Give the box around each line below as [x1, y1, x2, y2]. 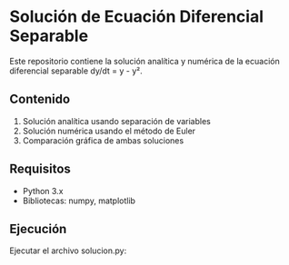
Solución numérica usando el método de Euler [22, 125, 196, 136]
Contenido [9, 92, 71, 107]
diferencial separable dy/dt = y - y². [9, 65, 143, 76]
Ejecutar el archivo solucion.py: [9, 245, 127, 256]
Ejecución [9, 221, 67, 237]
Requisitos [9, 162, 71, 177]
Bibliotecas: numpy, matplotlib [22, 195, 136, 206]
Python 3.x [22, 185, 64, 196]
